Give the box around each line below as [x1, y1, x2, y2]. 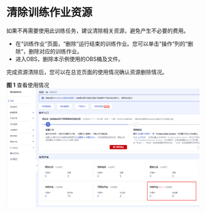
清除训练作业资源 [6, 6, 93, 20]
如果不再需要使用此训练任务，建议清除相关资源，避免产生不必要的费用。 [6, 27, 189, 34]
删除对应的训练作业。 [28, 47, 83, 55]
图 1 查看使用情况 [6, 81, 50, 89]
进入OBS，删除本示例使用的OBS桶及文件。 [15, 55, 124, 62]
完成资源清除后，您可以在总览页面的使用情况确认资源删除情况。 [6, 68, 167, 75]
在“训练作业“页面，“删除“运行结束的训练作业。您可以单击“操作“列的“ [15, 40, 188, 47]
